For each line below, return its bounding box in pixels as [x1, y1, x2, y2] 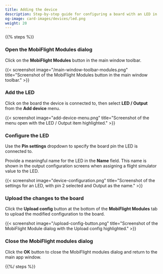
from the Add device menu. [5, 105, 61, 111]
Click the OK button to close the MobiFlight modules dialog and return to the [5, 249, 158, 255]
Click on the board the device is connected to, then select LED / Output [5, 100, 148, 106]
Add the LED [5, 89, 35, 96]
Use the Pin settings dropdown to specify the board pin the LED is [5, 143, 138, 149]
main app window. [5, 254, 41, 260]
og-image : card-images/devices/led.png [5, 16, 86, 21]
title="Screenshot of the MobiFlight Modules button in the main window [5, 72, 148, 78]
